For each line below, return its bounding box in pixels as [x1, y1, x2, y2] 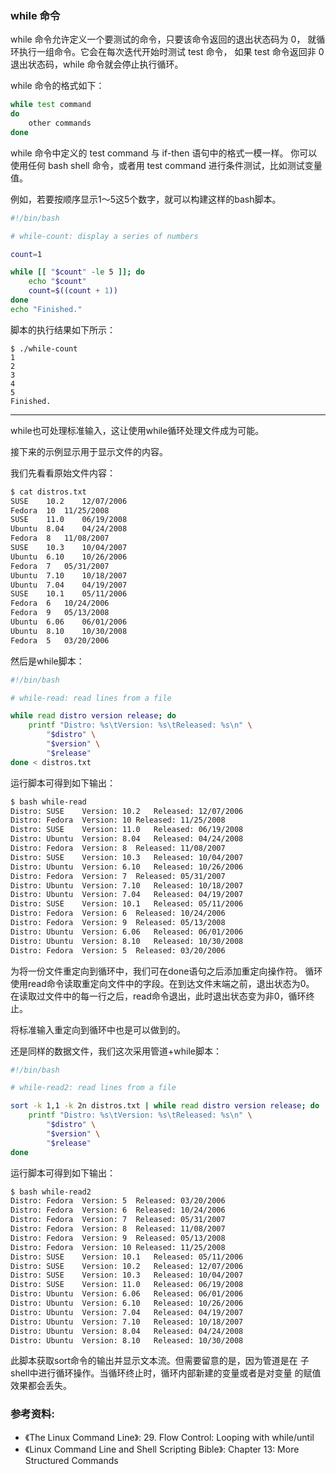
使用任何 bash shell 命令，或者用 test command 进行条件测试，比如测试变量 [10, 159, 323, 171]
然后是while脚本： [10, 655, 85, 667]
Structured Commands [24, 1454, 119, 1466]
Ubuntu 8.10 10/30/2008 [10, 626, 128, 636]
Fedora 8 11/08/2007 [10, 533, 110, 544]
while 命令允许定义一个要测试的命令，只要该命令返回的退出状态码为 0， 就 [10, 33, 317, 46]
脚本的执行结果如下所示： [10, 323, 116, 336]
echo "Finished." [10, 304, 83, 314]
